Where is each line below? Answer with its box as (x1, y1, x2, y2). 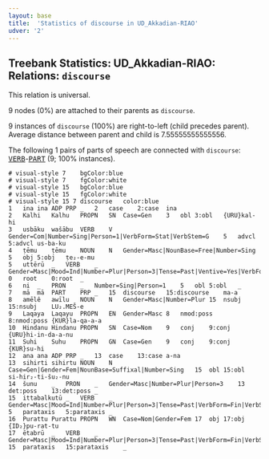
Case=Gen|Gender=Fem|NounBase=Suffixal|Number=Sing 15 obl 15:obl (8, 366, 246, 374)
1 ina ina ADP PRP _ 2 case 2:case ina (8, 205, 178, 213)
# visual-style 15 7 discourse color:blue (8, 197, 159, 205)
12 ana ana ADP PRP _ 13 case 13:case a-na (8, 352, 181, 360)
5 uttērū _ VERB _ (8, 261, 98, 269)
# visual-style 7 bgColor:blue (8, 169, 124, 177)
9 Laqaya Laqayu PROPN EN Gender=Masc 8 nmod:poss (8, 310, 214, 318)
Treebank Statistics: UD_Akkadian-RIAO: (8, 56, 216, 70)
